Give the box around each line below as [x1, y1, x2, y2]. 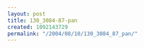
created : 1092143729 [7, 23, 69, 30]
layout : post [7, 10, 46, 18]
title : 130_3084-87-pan [7, 17, 78, 24]
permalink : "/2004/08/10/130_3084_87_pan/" [7, 30, 138, 37]
